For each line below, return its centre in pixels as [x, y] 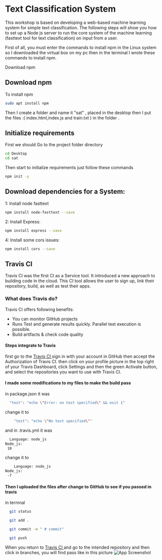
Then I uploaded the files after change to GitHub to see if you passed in [78, 486]
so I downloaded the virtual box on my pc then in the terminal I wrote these [80, 53]
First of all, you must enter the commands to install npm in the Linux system [81, 47]
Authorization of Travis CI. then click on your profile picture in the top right [80, 361]
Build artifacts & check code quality [48, 334]
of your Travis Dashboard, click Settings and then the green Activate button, [81, 367]
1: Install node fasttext [27, 203]
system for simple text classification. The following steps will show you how [81, 27]
